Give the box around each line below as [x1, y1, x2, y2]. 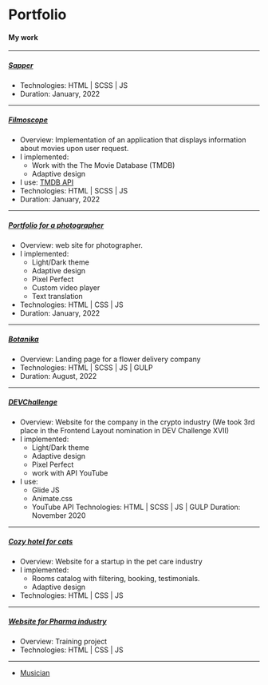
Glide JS [31, 485, 60, 495]
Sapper [8, 60, 33, 70]
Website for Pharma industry [8, 616, 107, 626]
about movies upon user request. [19, 144, 129, 153]
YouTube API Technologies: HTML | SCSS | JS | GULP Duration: [31, 502, 241, 512]
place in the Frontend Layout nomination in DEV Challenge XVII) [19, 426, 230, 436]
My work [8, 32, 38, 42]
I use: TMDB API [19, 177, 74, 187]
